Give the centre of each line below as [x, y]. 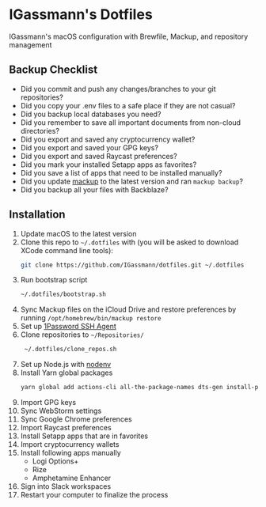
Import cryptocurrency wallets [70, 445]
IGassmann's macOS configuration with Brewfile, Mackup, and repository [129, 36]
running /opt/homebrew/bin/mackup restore [91, 318]
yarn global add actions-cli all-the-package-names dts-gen [122, 388]
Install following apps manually [70, 453]
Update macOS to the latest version [78, 233]
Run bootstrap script [54, 280]
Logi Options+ [55, 461]
